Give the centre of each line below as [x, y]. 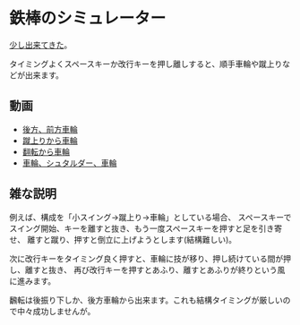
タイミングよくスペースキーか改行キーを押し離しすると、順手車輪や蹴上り [146, 64]
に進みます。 [33, 281]
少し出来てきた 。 [41, 45]
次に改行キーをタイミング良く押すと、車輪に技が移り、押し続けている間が [146, 258]
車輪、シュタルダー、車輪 [69, 163]
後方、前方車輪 [50, 129]
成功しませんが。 [64, 311]
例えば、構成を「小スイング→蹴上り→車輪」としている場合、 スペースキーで [150, 217]
